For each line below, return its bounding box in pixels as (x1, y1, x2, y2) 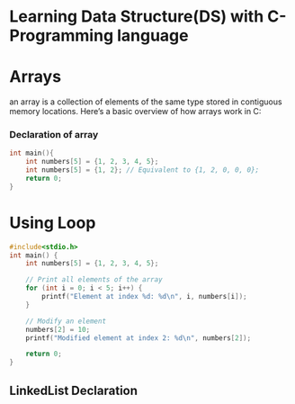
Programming (9, 25, 114, 46)
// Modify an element (25, 317, 106, 326)
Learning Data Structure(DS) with (9, 6, 264, 27)
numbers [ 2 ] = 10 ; (25, 325, 91, 334)
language (116, 25, 189, 46)
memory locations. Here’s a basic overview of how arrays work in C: (9, 106, 262, 117)
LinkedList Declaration (9, 382, 138, 398)
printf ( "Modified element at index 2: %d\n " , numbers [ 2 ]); (25, 333, 252, 343)
